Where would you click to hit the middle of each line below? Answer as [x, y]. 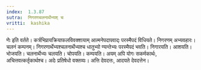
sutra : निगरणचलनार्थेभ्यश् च [35, 17]
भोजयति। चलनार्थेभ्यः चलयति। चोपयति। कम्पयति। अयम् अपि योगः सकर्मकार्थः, [82, 54]
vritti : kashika [28, 23]
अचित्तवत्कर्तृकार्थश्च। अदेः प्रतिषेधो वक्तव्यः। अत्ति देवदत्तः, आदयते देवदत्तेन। [78, 60]
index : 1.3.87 [25, 12]
